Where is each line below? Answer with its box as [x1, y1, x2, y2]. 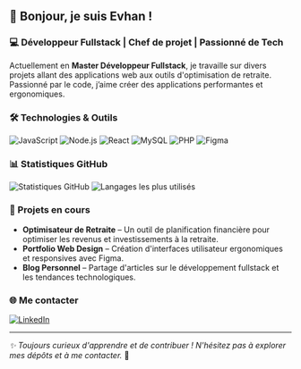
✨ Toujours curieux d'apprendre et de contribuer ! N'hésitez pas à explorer [9, 340, 287, 350]
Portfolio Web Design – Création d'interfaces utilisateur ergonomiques [21, 243, 284, 254]
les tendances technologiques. [21, 272, 136, 282]
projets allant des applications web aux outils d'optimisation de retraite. [9, 69, 271, 80]
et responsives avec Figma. [21, 252, 124, 264]
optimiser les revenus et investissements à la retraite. [21, 233, 219, 244]
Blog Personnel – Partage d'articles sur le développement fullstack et [21, 262, 279, 273]
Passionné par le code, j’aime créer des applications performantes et [9, 79, 263, 89]
